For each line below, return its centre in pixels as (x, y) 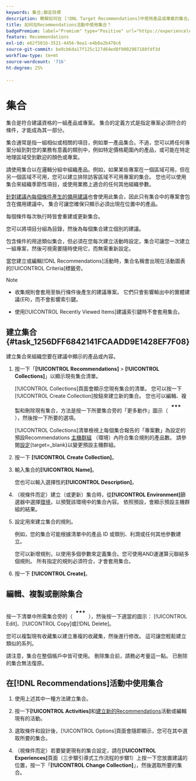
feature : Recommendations (37, 37)
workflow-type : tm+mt (32, 56)
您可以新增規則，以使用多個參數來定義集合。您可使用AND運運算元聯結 (99, 554)
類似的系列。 (21, 643)
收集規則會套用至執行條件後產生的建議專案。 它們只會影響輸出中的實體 (99, 292)
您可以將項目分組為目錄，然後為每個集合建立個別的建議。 (75, 229)
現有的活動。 (30, 718)
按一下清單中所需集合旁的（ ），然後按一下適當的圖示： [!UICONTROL (97, 616)
